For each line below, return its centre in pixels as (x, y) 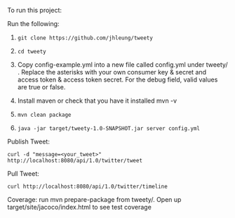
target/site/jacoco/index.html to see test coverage (80, 207)
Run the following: (33, 24)
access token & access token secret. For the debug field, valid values (117, 79)
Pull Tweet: (23, 174)
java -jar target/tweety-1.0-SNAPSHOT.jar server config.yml (109, 129)
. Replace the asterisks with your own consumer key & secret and (112, 72)
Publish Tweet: (29, 141)
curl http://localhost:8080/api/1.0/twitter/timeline (88, 186)
